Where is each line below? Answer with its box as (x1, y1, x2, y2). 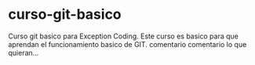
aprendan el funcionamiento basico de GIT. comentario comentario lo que (8, 39, 247, 49)
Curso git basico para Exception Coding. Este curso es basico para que (8, 31, 239, 41)
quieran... (8, 48, 39, 57)
